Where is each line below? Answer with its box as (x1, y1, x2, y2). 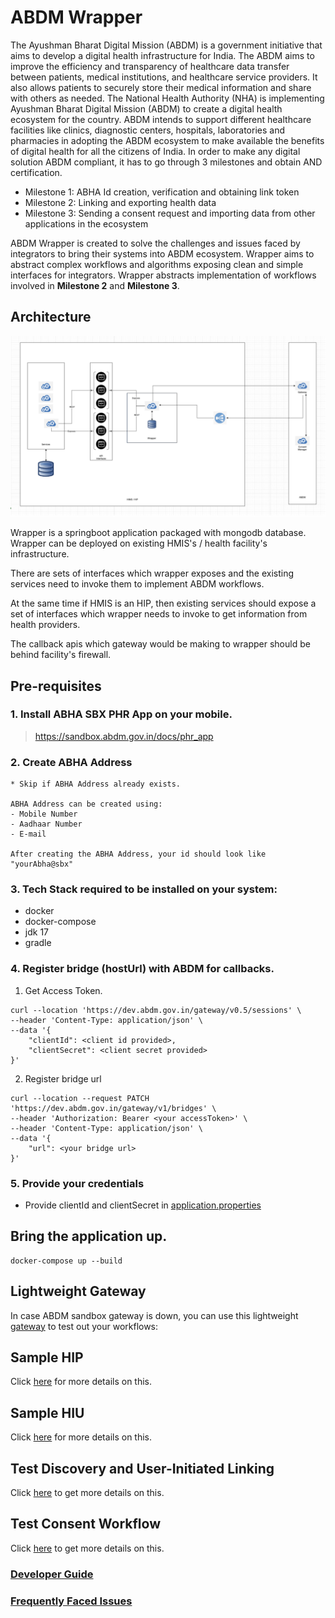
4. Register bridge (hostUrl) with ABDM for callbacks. (10, 962, 275, 976)
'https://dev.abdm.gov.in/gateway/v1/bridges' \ (10, 1103, 217, 1113)
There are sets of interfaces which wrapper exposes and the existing (10, 567, 294, 580)
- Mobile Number (10, 809, 78, 820)
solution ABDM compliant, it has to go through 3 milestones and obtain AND (10, 156, 323, 168)
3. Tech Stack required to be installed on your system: (10, 882, 278, 896)
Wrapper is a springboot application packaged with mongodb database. (10, 527, 307, 539)
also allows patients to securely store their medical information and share (10, 81, 312, 93)
